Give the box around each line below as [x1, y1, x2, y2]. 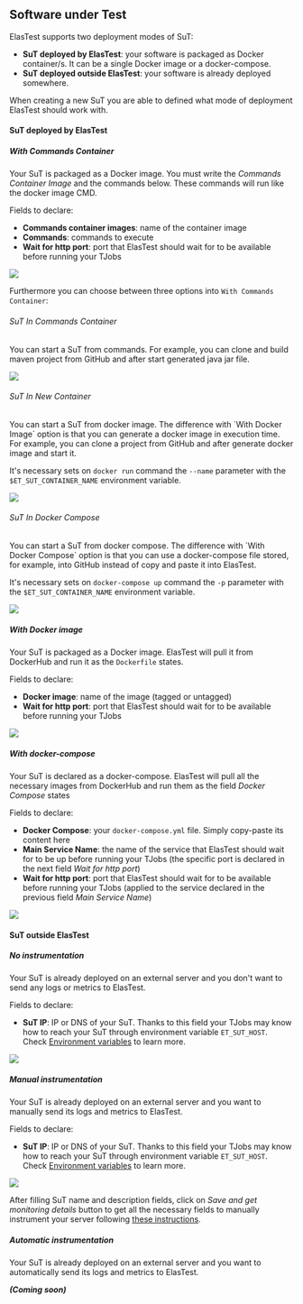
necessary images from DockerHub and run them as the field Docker [9, 780, 266, 791]
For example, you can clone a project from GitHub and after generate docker [9, 437, 294, 449]
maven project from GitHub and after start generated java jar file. [9, 354, 251, 364]
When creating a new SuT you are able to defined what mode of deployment [9, 95, 293, 106]
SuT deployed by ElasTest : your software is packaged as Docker [22, 49, 264, 60]
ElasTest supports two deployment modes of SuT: [9, 31, 194, 41]
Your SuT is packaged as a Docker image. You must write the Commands [9, 169, 281, 179]
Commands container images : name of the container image [22, 223, 247, 234]
